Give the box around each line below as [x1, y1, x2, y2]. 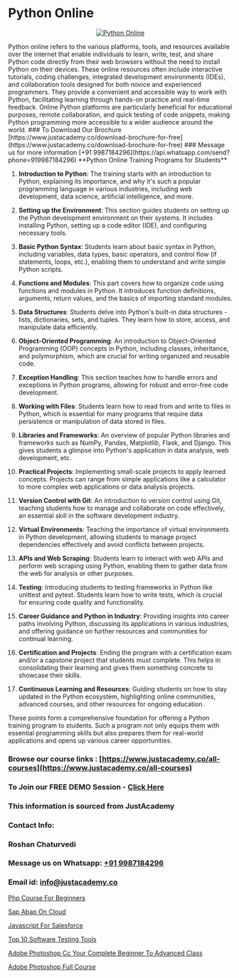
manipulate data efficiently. [18, 322, 98, 331]
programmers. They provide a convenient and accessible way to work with [8, 87, 227, 96]
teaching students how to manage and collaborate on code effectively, [18, 504, 225, 512]
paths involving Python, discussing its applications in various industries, [18, 619, 230, 627]
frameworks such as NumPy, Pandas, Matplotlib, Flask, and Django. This [18, 438, 231, 447]
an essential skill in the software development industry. [18, 511, 180, 520]
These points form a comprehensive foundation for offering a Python [8, 713, 210, 722]
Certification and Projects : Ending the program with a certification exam [18, 648, 232, 657]
